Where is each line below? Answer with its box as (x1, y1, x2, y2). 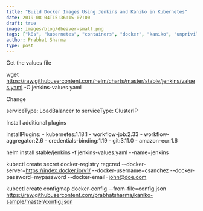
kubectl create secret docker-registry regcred (6, 160, 121, 167)
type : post (6, 43, 34, 49)
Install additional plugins (6, 118, 66, 126)
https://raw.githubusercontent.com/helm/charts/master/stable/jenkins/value (6, 77, 195, 85)
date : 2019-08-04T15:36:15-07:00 (6, 15, 91, 21)
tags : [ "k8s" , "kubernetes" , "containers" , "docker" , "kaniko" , (6, 31, 172, 37)
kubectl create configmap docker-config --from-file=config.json (6, 185, 167, 192)
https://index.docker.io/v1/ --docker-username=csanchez (25, 167, 169, 174)
